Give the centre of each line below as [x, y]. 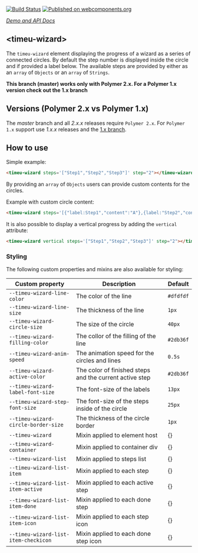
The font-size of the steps [112, 401]
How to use [27, 148]
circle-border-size [36, 425]
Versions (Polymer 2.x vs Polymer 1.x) [77, 109]
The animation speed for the [115, 353]
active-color [27, 377]
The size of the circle [105, 324]
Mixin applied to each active [115, 483]
